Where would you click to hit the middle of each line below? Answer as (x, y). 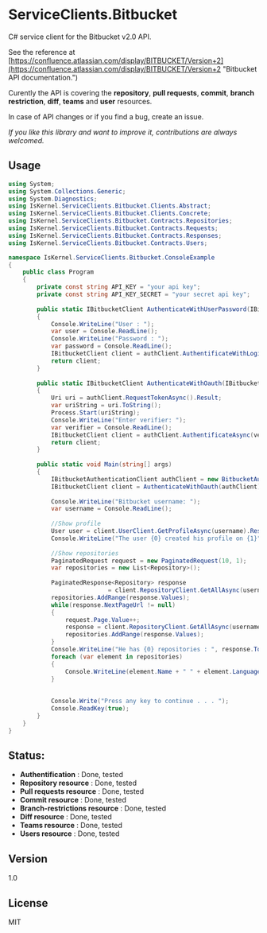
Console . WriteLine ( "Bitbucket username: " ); (126, 501)
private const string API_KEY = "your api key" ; (119, 287)
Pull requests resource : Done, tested (82, 791)
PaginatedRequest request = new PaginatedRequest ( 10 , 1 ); (149, 561)
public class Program (58, 272)
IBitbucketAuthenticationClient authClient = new (134, 479)
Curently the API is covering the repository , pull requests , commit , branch (132, 92)
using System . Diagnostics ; (53, 199)
